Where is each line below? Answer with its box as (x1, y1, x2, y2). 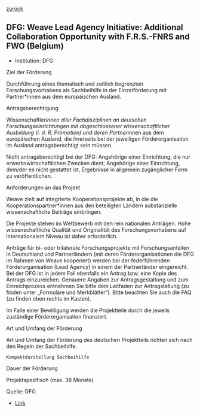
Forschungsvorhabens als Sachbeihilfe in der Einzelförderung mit (6, 86, 167, 93)
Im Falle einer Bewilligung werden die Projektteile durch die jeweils (6, 307, 170, 314)
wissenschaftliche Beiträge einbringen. (6, 208, 102, 215)
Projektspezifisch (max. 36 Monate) (6, 376, 94, 383)
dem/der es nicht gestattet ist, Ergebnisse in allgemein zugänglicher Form (6, 166, 188, 173)
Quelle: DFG (6, 387, 36, 395)
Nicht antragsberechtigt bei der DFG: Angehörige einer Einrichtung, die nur (6, 153, 191, 160)
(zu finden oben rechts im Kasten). (6, 295, 91, 302)
